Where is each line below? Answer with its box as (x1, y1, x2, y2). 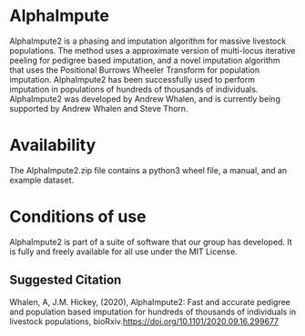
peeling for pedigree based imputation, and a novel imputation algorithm (9, 54, 280, 65)
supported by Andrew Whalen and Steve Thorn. (9, 103, 188, 114)
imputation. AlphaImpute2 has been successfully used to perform (9, 74, 255, 84)
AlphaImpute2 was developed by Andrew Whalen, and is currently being (9, 93, 280, 104)
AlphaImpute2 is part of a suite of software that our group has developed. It (9, 236, 293, 247)
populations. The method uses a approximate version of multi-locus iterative (9, 44, 296, 55)
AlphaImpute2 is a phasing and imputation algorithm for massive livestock (9, 35, 287, 46)
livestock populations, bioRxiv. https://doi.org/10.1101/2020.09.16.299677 (9, 315, 280, 327)
